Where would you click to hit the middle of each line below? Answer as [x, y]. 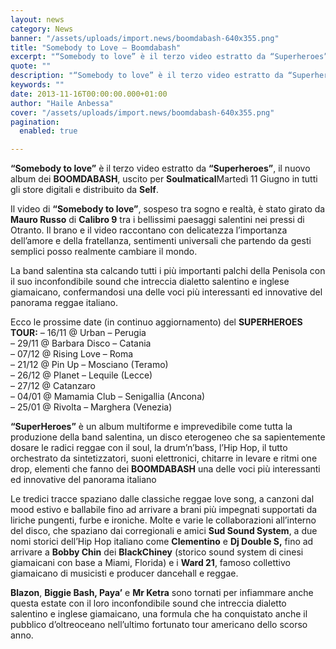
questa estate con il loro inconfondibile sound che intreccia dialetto [148, 603]
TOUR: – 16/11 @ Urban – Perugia [78, 333]
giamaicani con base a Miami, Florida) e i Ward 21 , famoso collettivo [150, 563]
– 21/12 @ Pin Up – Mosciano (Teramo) [89, 365]
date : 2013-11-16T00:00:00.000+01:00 [89, 94]
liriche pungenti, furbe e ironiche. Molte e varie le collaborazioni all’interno [163, 520]
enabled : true [48, 131]
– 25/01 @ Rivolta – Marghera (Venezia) [91, 407]
